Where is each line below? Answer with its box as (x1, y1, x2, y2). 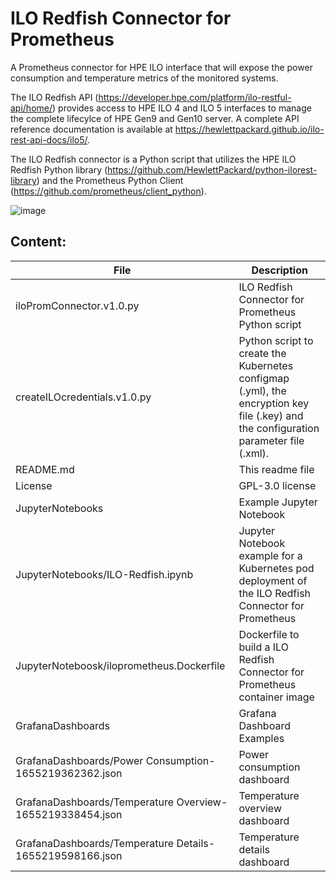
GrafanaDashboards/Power (15, 753, 144, 767)
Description (251, 263, 308, 277)
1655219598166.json (15, 848, 123, 862)
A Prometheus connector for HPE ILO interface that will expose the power (10, 61, 313, 73)
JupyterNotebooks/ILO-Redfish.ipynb (15, 567, 194, 581)
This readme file (238, 462, 315, 476)
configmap (238, 371, 290, 385)
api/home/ (10, 102, 53, 114)
